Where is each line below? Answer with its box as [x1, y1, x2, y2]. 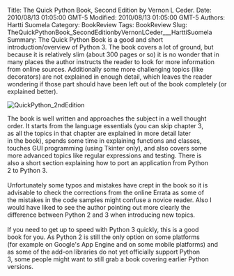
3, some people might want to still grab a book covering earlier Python [7, 255, 209, 263]
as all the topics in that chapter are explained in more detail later [7, 129, 192, 137]
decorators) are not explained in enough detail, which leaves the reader [7, 72, 212, 81]
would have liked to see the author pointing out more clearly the [7, 204, 190, 211]
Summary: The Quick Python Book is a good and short [7, 36, 164, 44]
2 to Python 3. [7, 167, 48, 174]
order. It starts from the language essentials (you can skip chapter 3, [7, 122, 204, 130]
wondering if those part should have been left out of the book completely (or [7, 80, 227, 88]
